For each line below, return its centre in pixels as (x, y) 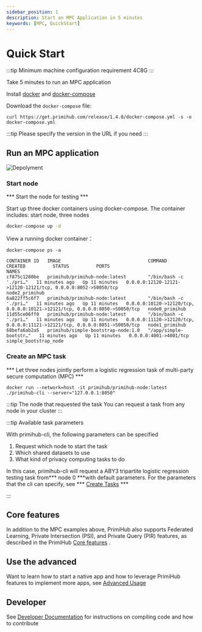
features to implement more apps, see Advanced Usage (76, 583)
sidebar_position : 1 (33, 12)
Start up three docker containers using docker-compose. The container (96, 209)
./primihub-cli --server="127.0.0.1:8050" (61, 393)
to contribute (23, 623)
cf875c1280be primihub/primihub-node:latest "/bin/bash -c (95, 277)
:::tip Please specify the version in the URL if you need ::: (77, 134)
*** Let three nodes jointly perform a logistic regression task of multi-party (100, 369)
